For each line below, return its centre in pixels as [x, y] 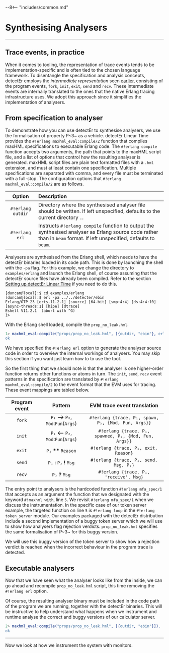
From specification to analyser [54, 118]
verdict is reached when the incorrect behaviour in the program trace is [79, 547]
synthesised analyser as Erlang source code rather [98, 232]
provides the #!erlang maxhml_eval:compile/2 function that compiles [76, 141]
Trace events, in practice [45, 52]
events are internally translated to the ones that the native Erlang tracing [80, 91]
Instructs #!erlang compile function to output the [96, 226]
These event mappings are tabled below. [47, 390]
